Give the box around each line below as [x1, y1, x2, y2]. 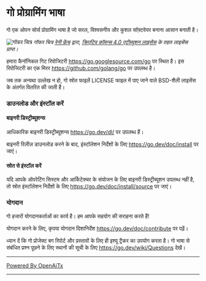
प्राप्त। [6, 45, 18, 53]
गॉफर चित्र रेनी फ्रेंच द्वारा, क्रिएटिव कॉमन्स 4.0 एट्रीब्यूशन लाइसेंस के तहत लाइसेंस [33, 38, 188, 45]
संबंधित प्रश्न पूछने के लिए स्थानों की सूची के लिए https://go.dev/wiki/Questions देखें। [6, 244, 186, 251]
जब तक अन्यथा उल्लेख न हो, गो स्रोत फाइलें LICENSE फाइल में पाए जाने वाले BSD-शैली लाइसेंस [6, 77, 196, 84]
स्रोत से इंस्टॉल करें [6, 162, 42, 169]
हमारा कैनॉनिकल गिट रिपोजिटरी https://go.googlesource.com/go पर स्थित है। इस [6, 58, 185, 65]
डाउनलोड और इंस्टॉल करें [6, 99, 64, 108]
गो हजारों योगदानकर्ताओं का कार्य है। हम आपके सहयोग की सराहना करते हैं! [6, 212, 150, 220]
